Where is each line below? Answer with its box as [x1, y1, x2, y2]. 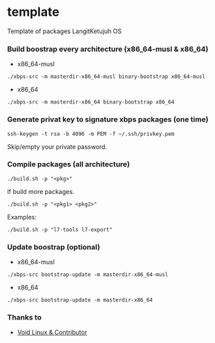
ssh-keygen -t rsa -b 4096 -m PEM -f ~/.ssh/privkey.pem [7, 130, 175, 137]
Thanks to [7, 313, 42, 322]
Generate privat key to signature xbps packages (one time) [7, 115, 209, 124]
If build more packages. [7, 187, 75, 195]
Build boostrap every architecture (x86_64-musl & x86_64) [7, 44, 209, 54]
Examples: [7, 213, 37, 221]
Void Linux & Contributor [17, 329, 88, 337]
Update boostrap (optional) [7, 242, 100, 252]
